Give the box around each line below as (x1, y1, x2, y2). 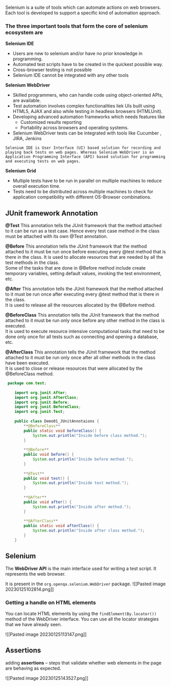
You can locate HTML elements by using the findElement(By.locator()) (5, 610, 157, 616)
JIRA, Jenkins (12, 136, 42, 142)
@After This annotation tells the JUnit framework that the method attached (5, 286, 163, 292)
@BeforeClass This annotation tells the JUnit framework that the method (5, 312, 159, 318)
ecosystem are (5, 29, 43, 36)
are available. (12, 97, 41, 104)
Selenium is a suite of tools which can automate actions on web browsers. (5, 5, 161, 10)
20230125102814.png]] (5, 586, 54, 592)
